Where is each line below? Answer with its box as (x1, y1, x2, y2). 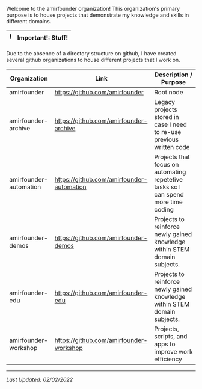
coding (154, 206, 174, 213)
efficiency (154, 355, 182, 363)
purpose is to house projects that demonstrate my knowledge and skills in (6, 11, 189, 19)
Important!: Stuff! (17, 33, 68, 41)
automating (154, 168, 186, 176)
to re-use (154, 128, 182, 136)
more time (154, 198, 183, 206)
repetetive (154, 176, 183, 183)
